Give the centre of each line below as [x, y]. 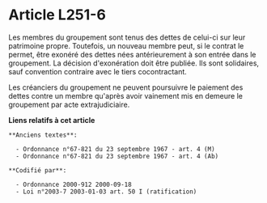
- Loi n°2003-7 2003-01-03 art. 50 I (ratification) [106, 192]
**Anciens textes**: [43, 135]
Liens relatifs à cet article [52, 120]
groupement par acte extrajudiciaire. [69, 104]
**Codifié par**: [38, 170]
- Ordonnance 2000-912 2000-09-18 [74, 184]
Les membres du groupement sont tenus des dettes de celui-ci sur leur [127, 37]
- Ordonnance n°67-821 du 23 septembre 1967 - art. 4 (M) [116, 149]
